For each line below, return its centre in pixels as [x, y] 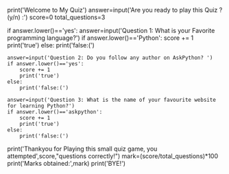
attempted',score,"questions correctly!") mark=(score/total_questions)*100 [112, 156]
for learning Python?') [41, 106]
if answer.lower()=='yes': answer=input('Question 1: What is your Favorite [111, 31]
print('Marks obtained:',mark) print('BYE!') [66, 163]
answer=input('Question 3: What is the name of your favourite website [111, 100]
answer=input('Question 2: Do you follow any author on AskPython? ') [110, 58]
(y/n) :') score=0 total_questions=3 [56, 17]
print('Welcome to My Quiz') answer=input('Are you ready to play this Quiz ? [115, 10]
